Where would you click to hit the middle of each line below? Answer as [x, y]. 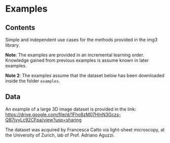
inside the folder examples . [32, 81]
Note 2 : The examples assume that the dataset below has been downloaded [85, 76]
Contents [20, 28]
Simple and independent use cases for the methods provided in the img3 [81, 40]
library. [13, 45]
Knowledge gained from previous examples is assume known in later [77, 60]
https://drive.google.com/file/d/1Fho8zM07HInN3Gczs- [63, 114]
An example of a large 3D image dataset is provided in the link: [71, 109]
